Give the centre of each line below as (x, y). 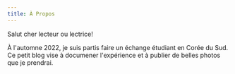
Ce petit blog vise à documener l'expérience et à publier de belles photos (114, 55)
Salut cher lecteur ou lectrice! (50, 34)
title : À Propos (31, 14)
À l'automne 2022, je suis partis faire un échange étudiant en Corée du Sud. (118, 47)
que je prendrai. (30, 62)
